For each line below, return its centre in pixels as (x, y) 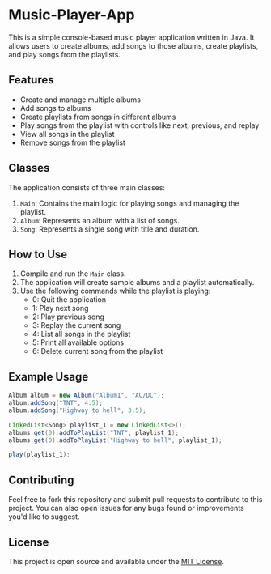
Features (31, 80)
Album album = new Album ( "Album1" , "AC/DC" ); (86, 395)
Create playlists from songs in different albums (98, 117)
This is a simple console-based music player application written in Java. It (131, 37)
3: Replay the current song (76, 325)
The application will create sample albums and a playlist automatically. (137, 283)
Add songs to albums (55, 108)
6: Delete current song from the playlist (97, 351)
